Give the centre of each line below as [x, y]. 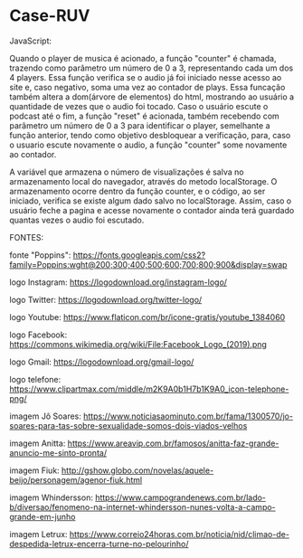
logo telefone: [35, 379]
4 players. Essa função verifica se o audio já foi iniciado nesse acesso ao [146, 77]
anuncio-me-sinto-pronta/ [58, 452]
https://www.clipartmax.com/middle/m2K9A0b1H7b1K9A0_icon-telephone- [149, 389]
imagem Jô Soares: [45, 416]
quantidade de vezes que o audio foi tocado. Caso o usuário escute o [139, 106]
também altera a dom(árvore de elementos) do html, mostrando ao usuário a [152, 97]
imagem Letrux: [38, 534]
